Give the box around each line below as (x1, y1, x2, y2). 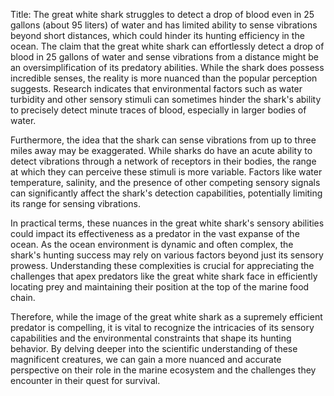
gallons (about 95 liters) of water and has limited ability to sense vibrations (10, 19, 318, 31)
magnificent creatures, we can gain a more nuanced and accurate (10, 354, 282, 365)
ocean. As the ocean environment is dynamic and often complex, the (10, 239, 294, 250)
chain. (10, 292, 36, 303)
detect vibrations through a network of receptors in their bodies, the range (10, 155, 317, 167)
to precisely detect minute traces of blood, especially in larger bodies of (10, 104, 307, 116)
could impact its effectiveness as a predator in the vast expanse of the (10, 228, 300, 239)
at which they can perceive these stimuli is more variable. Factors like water (10, 166, 323, 178)
